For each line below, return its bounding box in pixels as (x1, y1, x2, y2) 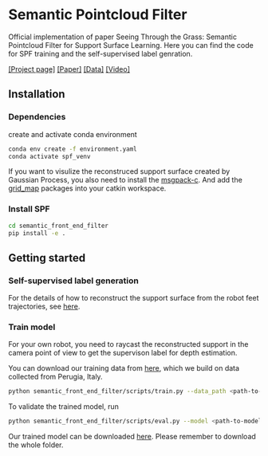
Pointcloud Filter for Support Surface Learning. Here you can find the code (8, 40, 254, 49)
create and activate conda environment (8, 129, 137, 139)
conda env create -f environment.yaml (8, 145, 137, 153)
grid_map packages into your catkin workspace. (8, 183, 167, 193)
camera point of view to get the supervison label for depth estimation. (8, 348, 238, 358)
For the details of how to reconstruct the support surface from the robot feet (8, 293, 259, 303)
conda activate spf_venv (8, 152, 91, 160)
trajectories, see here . (8, 301, 81, 312)
